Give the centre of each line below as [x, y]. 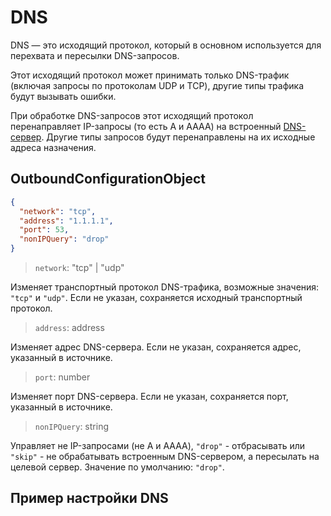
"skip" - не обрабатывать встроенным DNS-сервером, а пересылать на [165, 456]
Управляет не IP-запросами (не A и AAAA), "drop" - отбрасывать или [158, 445]
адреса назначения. [53, 147]
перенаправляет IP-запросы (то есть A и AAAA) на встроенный [146, 126]
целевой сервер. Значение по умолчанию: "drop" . [117, 467]
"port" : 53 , [44, 230]
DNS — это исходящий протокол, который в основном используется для [166, 45]
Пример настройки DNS [89, 498]
